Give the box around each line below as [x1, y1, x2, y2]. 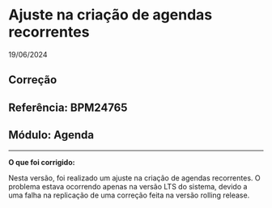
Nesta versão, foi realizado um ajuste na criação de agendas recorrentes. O [8, 172, 261, 183]
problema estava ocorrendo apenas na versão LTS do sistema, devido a [8, 181, 248, 191]
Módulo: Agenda [8, 128, 95, 142]
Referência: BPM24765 [8, 100, 128, 114]
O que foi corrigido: [8, 157, 75, 167]
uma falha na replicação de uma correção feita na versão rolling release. [8, 190, 250, 200]
